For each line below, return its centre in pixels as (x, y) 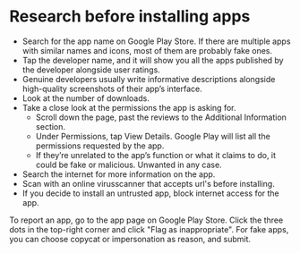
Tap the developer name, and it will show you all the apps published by (153, 60)
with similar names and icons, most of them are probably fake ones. (147, 50)
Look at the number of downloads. (86, 98)
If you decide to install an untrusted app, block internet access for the (150, 193)
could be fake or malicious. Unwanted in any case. (129, 164)
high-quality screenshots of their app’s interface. (112, 89)
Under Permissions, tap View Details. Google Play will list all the (153, 136)
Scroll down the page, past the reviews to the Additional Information (161, 117)
